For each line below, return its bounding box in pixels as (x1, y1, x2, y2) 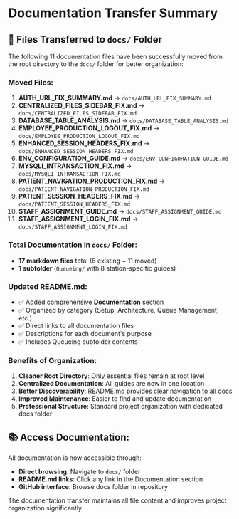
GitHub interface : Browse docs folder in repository (18, 483, 169, 491)
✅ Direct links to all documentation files (18, 321, 134, 330)
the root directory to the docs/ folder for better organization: (8, 60, 184, 68)
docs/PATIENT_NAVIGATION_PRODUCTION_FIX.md (18, 186, 150, 193)
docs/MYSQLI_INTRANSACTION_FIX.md (18, 171, 121, 178)
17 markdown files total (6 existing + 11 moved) (18, 256, 157, 265)
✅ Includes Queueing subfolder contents (18, 337, 138, 346)
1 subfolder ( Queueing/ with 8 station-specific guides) (18, 263, 176, 272)
